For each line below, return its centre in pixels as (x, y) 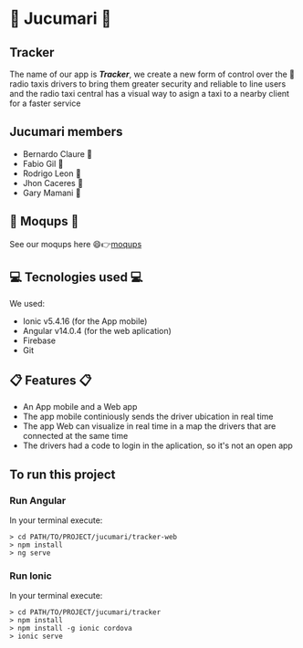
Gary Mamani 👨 (52, 193)
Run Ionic (31, 576)
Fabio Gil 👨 (43, 163)
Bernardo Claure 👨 (57, 153)
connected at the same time (75, 436)
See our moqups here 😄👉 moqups (76, 244)
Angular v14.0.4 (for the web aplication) (97, 331)
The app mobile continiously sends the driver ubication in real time (148, 417)
